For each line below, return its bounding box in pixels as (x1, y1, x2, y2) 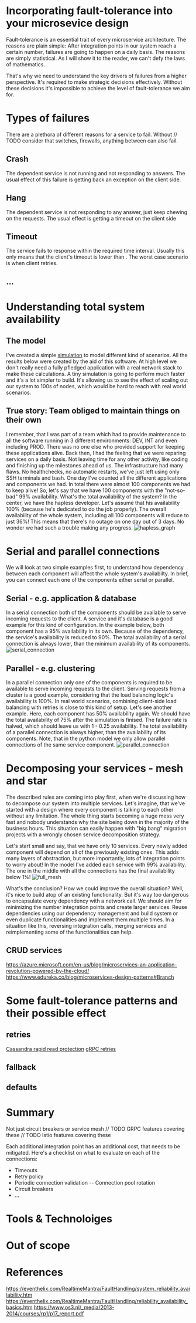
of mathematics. (6, 60, 46, 68)
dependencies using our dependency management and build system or (6, 910, 178, 917)
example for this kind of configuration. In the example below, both (6, 622, 164, 629)
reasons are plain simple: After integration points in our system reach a (6, 42, 177, 49)
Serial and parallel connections (6, 544, 160, 558)
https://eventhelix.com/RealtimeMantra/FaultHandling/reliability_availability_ (6, 1297, 188, 1304)
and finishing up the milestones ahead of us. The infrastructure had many (6, 462, 183, 469)
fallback (6, 1063, 36, 1073)
